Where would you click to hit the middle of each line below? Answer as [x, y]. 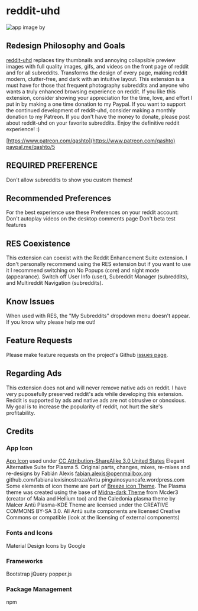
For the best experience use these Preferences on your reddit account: [92, 212]
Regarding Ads [34, 373]
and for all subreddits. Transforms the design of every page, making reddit [97, 73]
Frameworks [25, 561]
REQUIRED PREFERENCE [52, 166]
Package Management [39, 589]
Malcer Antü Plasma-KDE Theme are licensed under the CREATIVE [87, 505]
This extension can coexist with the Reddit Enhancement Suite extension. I [97, 258]
